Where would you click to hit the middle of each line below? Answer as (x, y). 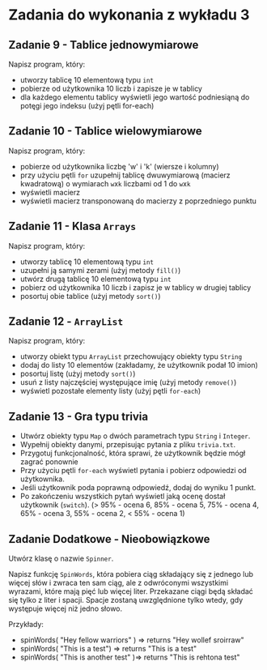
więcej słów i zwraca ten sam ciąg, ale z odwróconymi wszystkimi (119, 583)
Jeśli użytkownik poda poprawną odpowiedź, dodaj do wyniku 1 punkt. (138, 488)
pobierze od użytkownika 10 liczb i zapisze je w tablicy (111, 88)
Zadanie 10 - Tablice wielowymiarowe (105, 131)
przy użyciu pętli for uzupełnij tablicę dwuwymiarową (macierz (125, 175)
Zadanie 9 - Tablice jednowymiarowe (104, 45)
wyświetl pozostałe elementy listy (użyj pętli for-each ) (110, 391)
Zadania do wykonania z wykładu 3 (129, 15)
